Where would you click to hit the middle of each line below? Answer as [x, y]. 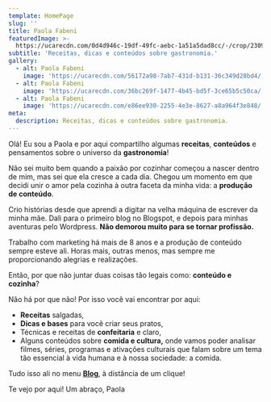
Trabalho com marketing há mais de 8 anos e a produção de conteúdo [125, 242]
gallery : [23, 61]
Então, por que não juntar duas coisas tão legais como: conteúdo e [120, 274]
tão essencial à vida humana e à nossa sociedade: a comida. [121, 358]
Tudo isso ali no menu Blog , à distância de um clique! [97, 373]
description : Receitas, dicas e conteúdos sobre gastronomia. [122, 121]
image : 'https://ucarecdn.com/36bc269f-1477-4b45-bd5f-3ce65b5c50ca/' [144, 91]
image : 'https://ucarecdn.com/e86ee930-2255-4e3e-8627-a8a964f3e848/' [144, 106]
